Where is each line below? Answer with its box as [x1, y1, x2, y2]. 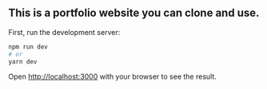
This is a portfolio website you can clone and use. [8, 6, 260, 20]
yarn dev [8, 57, 38, 66]
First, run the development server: [8, 27, 121, 37]
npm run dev [8, 43, 48, 51]
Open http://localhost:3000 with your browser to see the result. [8, 72, 217, 82]
